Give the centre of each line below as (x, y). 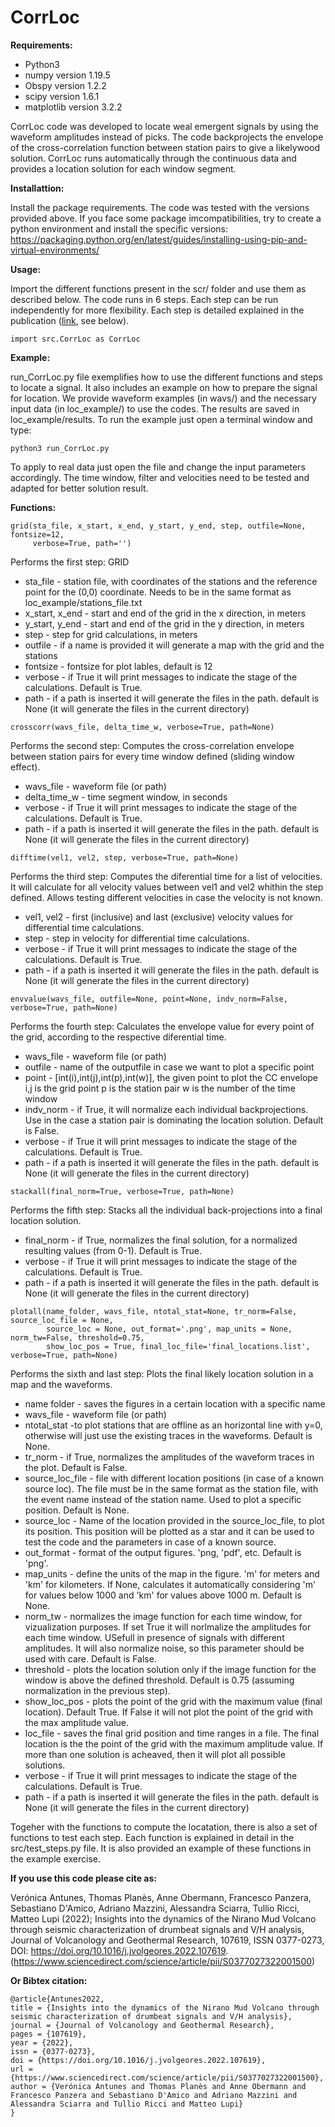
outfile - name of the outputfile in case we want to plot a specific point (169, 1067)
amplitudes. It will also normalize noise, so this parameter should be (164, 1648)
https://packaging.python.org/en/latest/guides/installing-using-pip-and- (159, 239)
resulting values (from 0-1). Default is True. (113, 1250)
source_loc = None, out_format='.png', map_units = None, (169, 1329)
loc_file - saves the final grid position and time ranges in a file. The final (172, 1733)
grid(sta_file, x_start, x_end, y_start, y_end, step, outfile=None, (158, 526)
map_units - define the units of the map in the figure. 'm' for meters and (172, 1573)
